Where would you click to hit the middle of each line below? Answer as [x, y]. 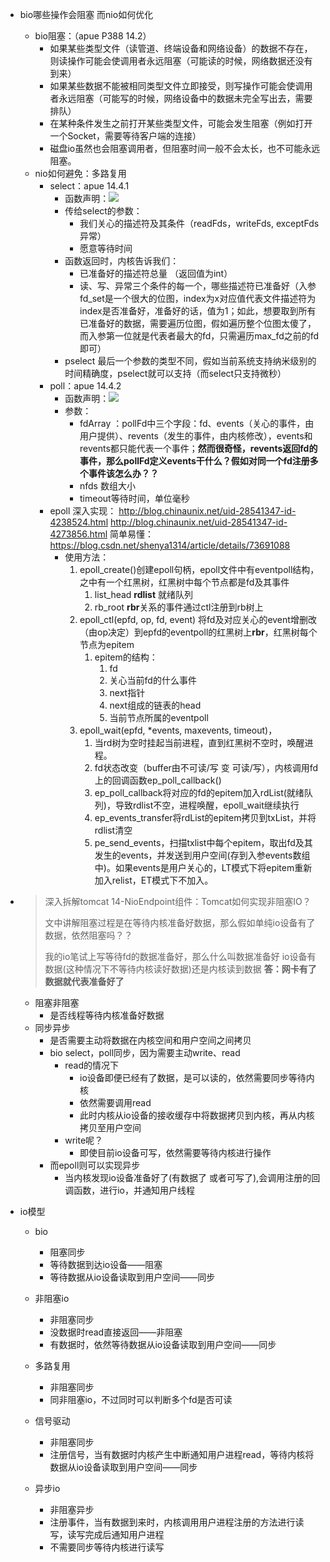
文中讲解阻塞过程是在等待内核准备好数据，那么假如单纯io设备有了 [180, 922]
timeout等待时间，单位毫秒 [134, 498]
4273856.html [78, 534]
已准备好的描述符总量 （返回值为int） [156, 273]
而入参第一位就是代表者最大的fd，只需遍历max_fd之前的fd [199, 336]
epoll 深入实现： [83, 511]
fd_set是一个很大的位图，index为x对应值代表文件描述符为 [198, 298]
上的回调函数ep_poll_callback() [158, 780]
